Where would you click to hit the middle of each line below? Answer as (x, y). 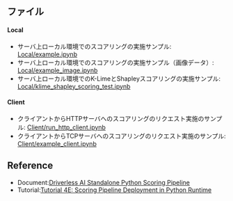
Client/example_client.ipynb (57, 143)
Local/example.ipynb (47, 54)
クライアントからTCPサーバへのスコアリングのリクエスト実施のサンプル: (121, 136)
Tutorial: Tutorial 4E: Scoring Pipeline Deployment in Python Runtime (114, 190)
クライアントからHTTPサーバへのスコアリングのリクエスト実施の (111, 118)
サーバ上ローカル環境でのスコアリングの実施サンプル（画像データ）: (115, 62)
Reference (30, 166)
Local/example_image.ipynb (57, 70)
